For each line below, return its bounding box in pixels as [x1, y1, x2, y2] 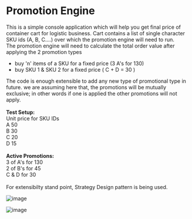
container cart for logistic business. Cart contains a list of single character [6, 29, 185, 36]
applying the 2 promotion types [6, 48, 82, 55]
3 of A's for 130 [6, 159, 43, 166]
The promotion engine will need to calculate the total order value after [6, 42, 175, 49]
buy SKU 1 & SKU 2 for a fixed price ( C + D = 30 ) [14, 66, 136, 73]
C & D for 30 [6, 171, 36, 178]
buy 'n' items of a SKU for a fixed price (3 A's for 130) [14, 60, 144, 67]
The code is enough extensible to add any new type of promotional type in [6, 78, 187, 85]
